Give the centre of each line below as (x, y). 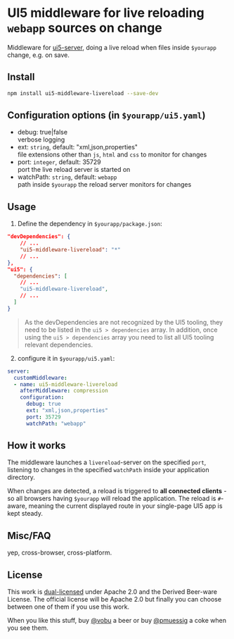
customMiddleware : (41, 378)
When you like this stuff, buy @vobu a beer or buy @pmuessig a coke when (117, 621)
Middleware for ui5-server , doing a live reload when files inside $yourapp (112, 47)
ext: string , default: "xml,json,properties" (78, 147)
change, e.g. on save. (39, 55)
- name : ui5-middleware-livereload (66, 384)
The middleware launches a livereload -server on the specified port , (107, 462)
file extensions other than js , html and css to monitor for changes (112, 155)
